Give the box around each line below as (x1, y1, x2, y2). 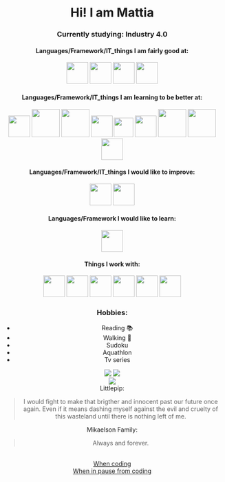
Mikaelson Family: (87, 425, 138, 434)
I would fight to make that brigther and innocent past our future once (23, 398, 218, 406)
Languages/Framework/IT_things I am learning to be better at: (21, 93, 203, 101)
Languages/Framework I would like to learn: (47, 214, 177, 223)
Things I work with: (84, 260, 140, 268)
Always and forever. (92, 439, 149, 448)
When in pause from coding (72, 467, 152, 475)
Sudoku (106, 341, 129, 350)
